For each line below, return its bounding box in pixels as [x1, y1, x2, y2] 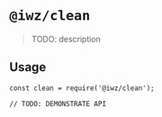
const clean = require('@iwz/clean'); [9, 84, 155, 93]
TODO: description [31, 33, 102, 44]
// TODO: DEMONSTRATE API [9, 99, 106, 108]
